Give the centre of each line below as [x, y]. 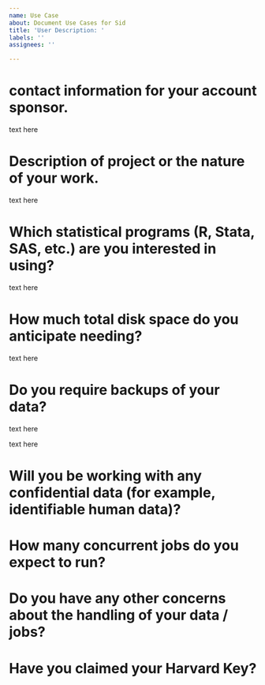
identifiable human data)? [95, 510]
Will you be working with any [105, 476]
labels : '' [27, 38]
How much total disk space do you [124, 320]
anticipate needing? [76, 336]
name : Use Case [34, 15]
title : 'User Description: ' [57, 30]
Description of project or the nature [127, 162]
